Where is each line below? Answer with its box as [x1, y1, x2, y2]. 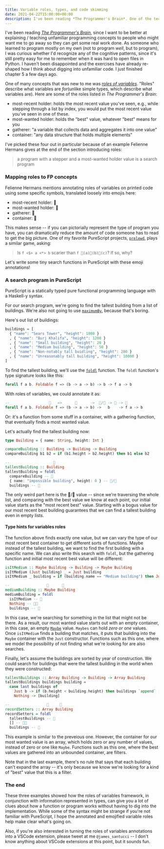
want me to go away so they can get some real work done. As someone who [5, 40, 159, 46]
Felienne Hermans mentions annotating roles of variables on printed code [5, 185, 153, 191]
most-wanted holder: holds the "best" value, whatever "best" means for [12, 116, 157, 122]
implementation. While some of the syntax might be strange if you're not [5, 808, 150, 814]
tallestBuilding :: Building [5, 465, 64, 470]
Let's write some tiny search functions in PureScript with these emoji [5, 259, 143, 265]
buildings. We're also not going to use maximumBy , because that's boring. [5, 307, 150, 314]
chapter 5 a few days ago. [5, 72, 58, 77]
